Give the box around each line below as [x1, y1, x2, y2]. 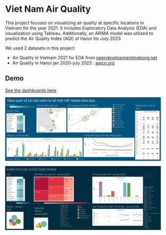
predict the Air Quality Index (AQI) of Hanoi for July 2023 [5, 36, 121, 41]
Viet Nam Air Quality [5, 3, 91, 15]
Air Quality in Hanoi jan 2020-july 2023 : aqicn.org [12, 60, 115, 66]
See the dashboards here [5, 87, 57, 93]
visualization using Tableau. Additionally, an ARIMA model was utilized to [5, 30, 153, 36]
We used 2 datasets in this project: [5, 45, 76, 51]
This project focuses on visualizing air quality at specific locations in [5, 20, 144, 26]
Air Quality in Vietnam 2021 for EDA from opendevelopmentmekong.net [12, 54, 157, 60]
